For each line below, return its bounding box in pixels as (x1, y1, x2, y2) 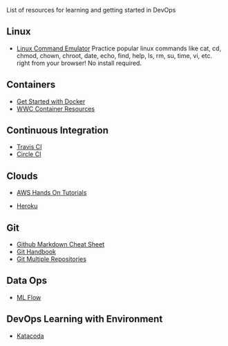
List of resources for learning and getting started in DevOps (6, 6, 176, 14)
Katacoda (16, 331, 44, 340)
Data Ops (6, 275, 48, 287)
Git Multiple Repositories (16, 255, 87, 263)
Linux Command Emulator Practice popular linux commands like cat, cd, (16, 44, 222, 52)
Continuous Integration (6, 124, 108, 137)
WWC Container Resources (16, 104, 95, 113)
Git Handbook (16, 248, 57, 256)
